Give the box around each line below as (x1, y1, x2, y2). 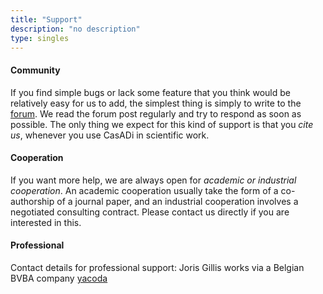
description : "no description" (10, 24, 141, 34)
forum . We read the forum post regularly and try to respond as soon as (10, 107, 302, 120)
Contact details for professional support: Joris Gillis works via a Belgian (10, 261, 305, 273)
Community (10, 64, 61, 76)
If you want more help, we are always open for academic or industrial (10, 174, 297, 186)
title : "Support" (10, 14, 83, 25)
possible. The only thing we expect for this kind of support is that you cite (10, 118, 314, 130)
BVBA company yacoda (10, 272, 108, 284)
